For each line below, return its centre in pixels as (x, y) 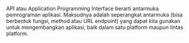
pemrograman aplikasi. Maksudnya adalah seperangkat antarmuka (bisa (94, 15)
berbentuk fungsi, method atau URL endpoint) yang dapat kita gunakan (93, 21)
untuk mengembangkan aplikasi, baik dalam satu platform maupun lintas (95, 27)
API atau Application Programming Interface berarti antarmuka (83, 9)
